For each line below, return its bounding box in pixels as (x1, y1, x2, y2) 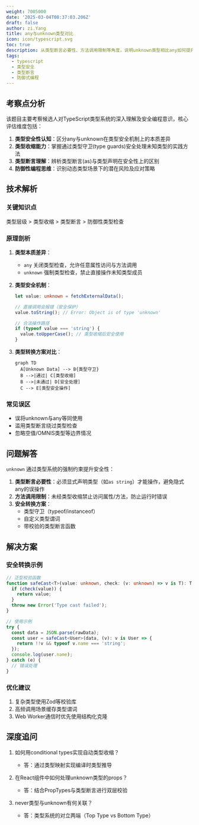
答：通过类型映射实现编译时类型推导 (23, 761, 113, 769)
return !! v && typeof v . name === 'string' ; (17, 640, 126, 647)
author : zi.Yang (6, 25, 46, 31)
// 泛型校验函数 (6, 575, 41, 580)
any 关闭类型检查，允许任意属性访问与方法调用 (23, 261, 137, 268)
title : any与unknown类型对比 (6, 31, 74, 37)
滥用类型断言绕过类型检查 (14, 422, 78, 429)
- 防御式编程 (11, 75, 40, 81)
